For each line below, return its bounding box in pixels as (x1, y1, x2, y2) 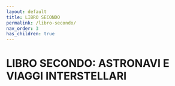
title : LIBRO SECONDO (6, 14, 61, 20)
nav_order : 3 (6, 25, 39, 32)
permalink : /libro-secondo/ (6, 20, 77, 26)
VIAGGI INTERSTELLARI (6, 69, 127, 83)
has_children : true (6, 31, 55, 37)
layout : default (6, 8, 47, 15)
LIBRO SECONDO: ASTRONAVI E (6, 57, 170, 70)
